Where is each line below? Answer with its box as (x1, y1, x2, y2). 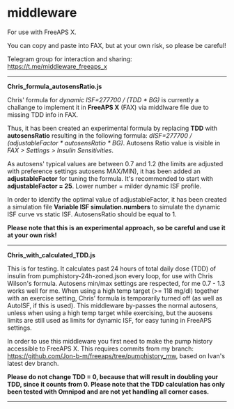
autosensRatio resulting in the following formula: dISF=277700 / (7, 131, 192, 140)
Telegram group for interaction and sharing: (7, 54, 132, 63)
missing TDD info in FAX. (7, 110, 79, 119)
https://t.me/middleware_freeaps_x (7, 62, 108, 70)
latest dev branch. (7, 359, 59, 367)
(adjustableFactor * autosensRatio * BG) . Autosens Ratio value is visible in (7, 138, 221, 147)
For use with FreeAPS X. (7, 28, 77, 36)
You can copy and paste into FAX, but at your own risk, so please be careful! (7, 41, 226, 49)
